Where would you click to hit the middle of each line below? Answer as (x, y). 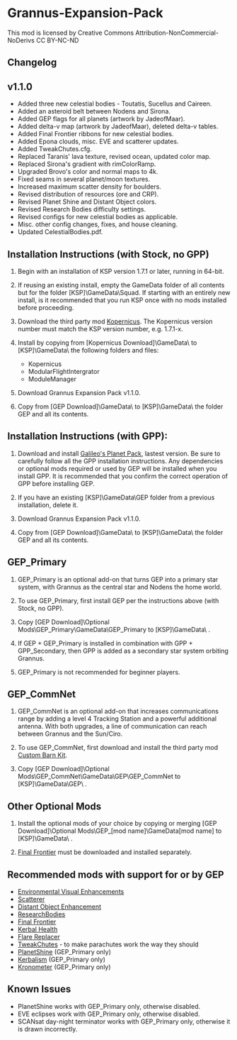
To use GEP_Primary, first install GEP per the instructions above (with (118, 600)
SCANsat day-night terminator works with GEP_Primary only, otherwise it (124, 1021)
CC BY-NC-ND (58, 40)
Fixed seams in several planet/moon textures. (84, 179)
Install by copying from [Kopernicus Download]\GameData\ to (107, 343)
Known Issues (39, 989)
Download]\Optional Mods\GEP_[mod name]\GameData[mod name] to (120, 831)
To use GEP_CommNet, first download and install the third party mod (117, 748)
